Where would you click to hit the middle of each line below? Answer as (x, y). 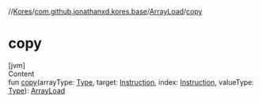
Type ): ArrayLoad (37, 90)
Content (21, 74)
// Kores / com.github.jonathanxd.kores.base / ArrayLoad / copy (105, 11)
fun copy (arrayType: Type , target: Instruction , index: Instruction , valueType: (131, 82)
